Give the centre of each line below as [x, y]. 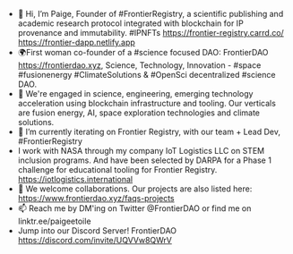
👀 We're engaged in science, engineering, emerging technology [135, 93]
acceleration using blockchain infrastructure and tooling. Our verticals [146, 103]
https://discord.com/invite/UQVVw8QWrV [95, 240]
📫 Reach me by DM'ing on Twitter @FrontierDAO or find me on [134, 208]
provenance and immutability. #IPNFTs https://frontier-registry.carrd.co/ [151, 33]
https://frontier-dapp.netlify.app [77, 42]
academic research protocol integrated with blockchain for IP [130, 23]
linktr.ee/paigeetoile [54, 221]
